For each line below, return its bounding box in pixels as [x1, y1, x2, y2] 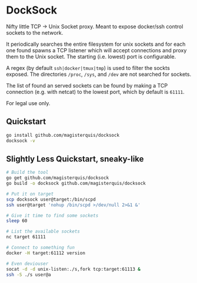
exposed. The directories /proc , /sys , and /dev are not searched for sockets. [6, 70, 192, 78]
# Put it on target [6, 191, 54, 197]
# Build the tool [6, 170, 49, 176]
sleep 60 [6, 218, 28, 224]
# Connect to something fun [6, 245, 75, 251]
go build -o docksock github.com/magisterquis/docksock [6, 180, 146, 187]
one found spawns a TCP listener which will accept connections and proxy [6, 46, 187, 53]
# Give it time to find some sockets [6, 213, 99, 218]
